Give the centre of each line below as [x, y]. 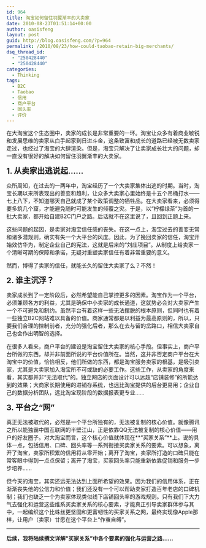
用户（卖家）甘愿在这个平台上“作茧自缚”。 [76, 520]
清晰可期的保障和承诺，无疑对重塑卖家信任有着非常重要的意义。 [92, 252]
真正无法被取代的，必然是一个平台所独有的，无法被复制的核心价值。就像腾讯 [103, 422]
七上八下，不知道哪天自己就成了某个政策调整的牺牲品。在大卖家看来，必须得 [103, 201]
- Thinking [26, 75]
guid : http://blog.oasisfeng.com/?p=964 [59, 41]
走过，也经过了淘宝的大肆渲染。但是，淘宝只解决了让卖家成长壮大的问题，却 [103, 149]
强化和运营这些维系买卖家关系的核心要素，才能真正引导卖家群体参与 [103, 504]
